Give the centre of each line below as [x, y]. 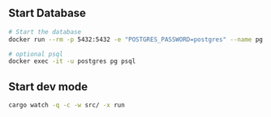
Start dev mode [48, 87]
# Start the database [45, 31]
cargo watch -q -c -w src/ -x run [67, 105]
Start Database [47, 13]
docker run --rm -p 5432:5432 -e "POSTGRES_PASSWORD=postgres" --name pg [136, 40]
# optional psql [36, 54]
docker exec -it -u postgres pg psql [72, 61]
